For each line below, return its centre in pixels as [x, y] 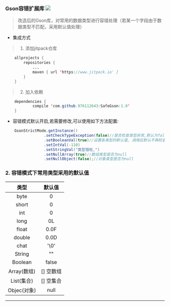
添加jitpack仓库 [41, 48]
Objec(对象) [22, 290]
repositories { [39, 63]
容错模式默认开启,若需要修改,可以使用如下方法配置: [66, 121]
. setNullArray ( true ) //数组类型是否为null [85, 154]
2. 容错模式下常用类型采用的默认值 [47, 173]
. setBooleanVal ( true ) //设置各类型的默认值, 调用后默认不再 [101, 140]
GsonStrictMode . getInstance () [46, 131]
